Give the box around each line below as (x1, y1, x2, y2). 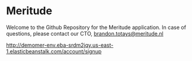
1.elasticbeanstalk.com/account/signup (6, 47, 102, 54)
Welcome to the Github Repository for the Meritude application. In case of (6, 24, 187, 31)
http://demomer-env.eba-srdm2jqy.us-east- (6, 41, 114, 49)
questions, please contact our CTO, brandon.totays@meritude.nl (6, 30, 164, 37)
